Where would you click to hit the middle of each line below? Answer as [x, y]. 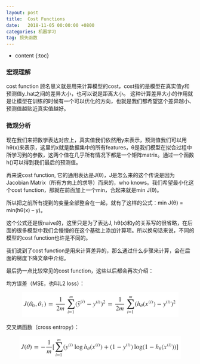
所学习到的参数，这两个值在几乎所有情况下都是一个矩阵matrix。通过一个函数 [100, 155]
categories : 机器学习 [31, 32]
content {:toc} [32, 56]
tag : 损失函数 [22, 38]
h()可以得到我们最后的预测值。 [44, 162]
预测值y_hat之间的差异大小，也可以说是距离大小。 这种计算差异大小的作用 [97, 94]
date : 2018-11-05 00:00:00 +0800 [50, 25]
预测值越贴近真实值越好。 [38, 109]
